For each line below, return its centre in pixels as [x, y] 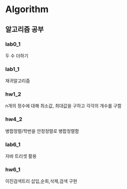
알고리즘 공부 [25, 29]
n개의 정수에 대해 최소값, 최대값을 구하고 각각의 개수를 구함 [63, 106]
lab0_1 [13, 44]
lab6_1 [13, 144]
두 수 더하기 [17, 55]
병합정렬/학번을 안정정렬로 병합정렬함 [42, 131]
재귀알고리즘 [18, 81]
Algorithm [27, 9]
